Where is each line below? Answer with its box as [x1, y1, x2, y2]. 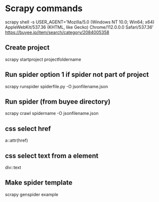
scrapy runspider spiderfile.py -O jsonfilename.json [5, 83, 108, 89]
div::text [5, 165, 21, 170]
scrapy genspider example [5, 191, 58, 197]
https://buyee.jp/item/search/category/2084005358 [5, 29, 109, 35]
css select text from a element [5, 151, 99, 160]
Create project [5, 43, 50, 52]
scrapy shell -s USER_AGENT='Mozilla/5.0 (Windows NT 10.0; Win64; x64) [5, 19, 155, 25]
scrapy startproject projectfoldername [5, 56, 81, 62]
